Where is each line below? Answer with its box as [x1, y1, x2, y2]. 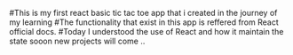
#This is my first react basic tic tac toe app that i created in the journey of [9, 8, 278, 18]
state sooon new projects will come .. [9, 35, 146, 46]
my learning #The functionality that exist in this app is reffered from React [9, 17, 280, 27]
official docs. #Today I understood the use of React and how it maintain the [9, 27, 284, 36]
